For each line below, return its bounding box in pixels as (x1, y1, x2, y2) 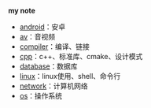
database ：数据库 (19, 61, 78, 71)
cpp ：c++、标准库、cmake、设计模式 (19, 52, 143, 61)
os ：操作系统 (19, 91, 63, 100)
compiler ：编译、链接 (19, 42, 90, 51)
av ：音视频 (19, 32, 56, 41)
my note (8, 6, 35, 15)
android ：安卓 (19, 22, 65, 32)
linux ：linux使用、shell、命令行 (19, 72, 121, 80)
